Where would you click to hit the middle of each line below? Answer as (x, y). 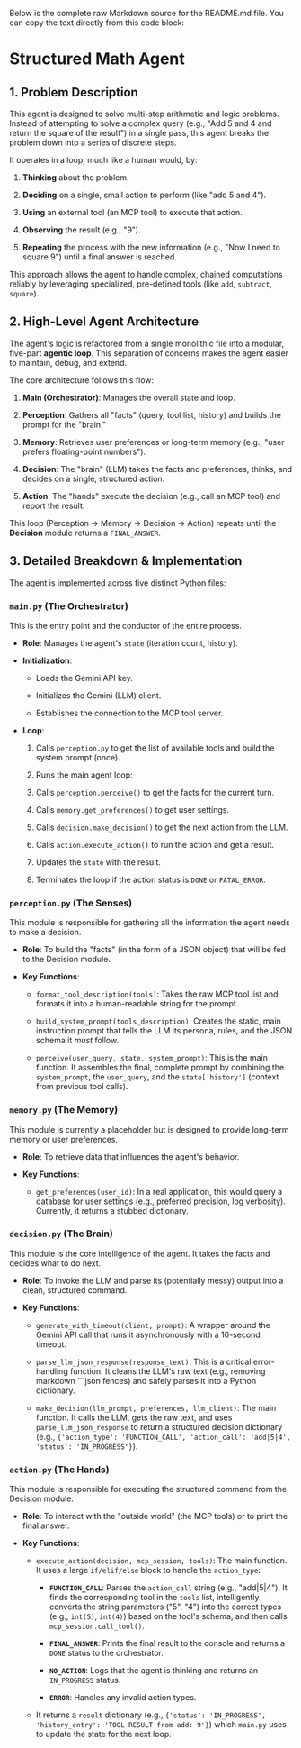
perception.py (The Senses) (71, 903)
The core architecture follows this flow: (82, 380)
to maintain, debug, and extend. (68, 362)
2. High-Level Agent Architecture (104, 322)
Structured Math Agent (97, 59)
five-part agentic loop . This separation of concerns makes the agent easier (149, 353)
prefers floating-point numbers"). (84, 451)
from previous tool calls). (82, 1087)
